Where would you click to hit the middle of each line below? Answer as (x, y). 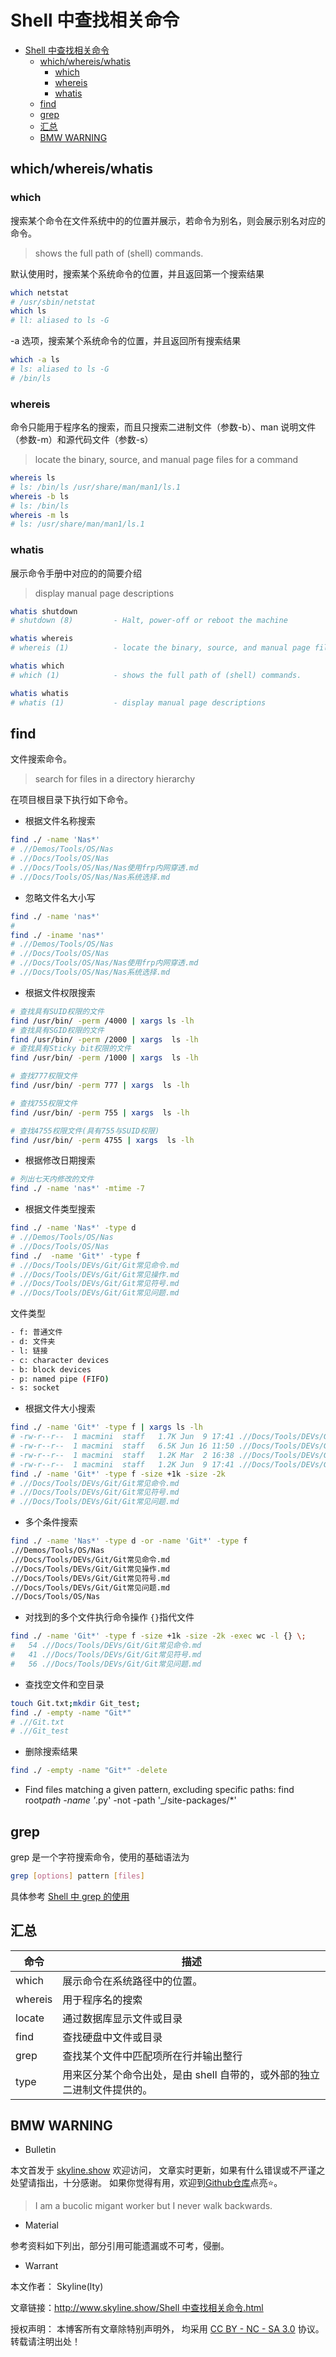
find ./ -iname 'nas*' (57, 935)
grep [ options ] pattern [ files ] (77, 1876)
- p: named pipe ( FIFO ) (60, 1379)
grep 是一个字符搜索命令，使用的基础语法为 (100, 1857)
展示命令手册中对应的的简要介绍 (76, 573)
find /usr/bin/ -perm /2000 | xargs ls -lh (104, 1039)
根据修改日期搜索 (60, 1160)
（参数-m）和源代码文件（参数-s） (82, 440)
